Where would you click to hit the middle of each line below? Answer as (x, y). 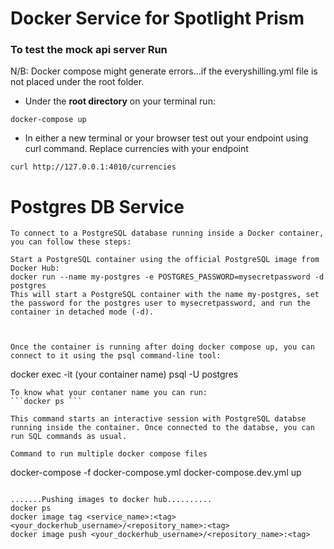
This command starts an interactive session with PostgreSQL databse (158, 419)
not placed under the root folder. (77, 82)
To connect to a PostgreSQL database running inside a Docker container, (167, 233)
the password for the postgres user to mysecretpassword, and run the (160, 303)
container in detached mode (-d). (82, 312)
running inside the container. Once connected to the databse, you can (162, 428)
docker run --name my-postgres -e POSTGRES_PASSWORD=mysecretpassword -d (167, 277)
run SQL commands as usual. (69, 437)
